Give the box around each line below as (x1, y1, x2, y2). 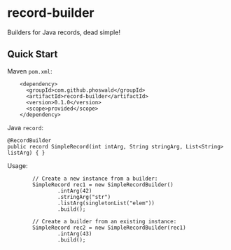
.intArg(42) (57, 187, 92, 194)
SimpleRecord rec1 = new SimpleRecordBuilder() (32, 181, 174, 188)
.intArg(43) (57, 230, 92, 237)
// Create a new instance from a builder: (32, 175, 158, 182)
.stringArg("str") (57, 193, 111, 200)
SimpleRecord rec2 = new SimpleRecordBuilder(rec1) (32, 224, 187, 231)
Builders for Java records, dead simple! (7, 28, 121, 36)
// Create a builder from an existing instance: (32, 218, 177, 225)
